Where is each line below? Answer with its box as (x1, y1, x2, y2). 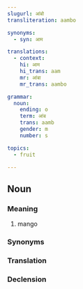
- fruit (13, 151, 36, 158)
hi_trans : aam (20, 68, 61, 75)
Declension (7, 274, 47, 284)
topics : (7, 144, 30, 152)
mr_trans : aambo (20, 81, 68, 88)
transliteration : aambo (7, 17, 77, 24)
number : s (20, 132, 49, 139)
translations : (7, 48, 49, 56)
